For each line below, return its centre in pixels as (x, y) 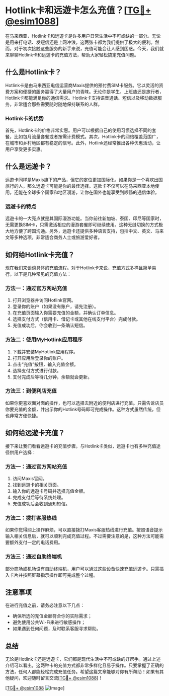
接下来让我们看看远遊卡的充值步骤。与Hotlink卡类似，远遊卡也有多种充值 (81, 446)
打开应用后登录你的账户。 (39, 358)
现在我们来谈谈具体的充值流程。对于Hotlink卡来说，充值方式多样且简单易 (81, 268)
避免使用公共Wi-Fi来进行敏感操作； (49, 623)
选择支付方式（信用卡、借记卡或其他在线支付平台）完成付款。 (76, 319)
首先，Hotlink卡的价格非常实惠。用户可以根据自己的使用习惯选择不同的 (79, 130)
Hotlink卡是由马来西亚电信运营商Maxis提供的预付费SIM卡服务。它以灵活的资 (84, 85)
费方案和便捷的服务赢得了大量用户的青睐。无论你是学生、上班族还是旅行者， (84, 92)
